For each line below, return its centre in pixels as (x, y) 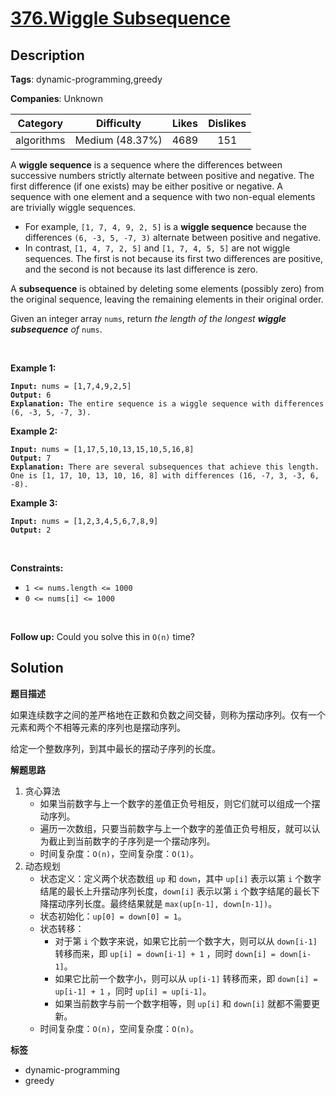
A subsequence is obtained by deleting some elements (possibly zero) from (167, 288)
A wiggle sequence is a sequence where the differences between (146, 165)
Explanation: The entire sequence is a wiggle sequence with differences (167, 404)
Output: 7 (31, 458)
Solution (37, 668)
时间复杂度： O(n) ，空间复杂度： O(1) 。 (119, 853)
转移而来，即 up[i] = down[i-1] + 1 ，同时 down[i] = (165, 953)
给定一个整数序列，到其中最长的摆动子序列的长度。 (115, 748)
